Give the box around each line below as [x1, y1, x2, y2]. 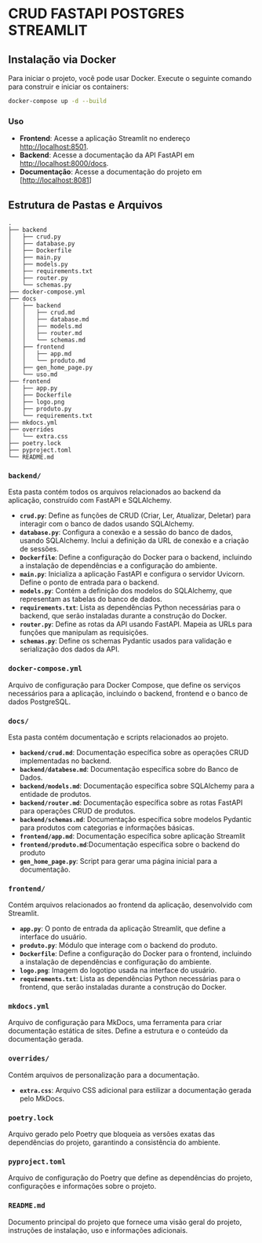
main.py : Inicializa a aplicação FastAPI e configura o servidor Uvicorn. [19, 570, 246, 579]
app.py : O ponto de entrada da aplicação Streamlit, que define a [19, 924, 226, 933]
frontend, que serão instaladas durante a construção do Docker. [19, 983, 227, 992]
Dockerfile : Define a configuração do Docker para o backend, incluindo [19, 552, 253, 562]
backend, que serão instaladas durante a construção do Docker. [19, 611, 227, 621]
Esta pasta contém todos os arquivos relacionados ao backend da [8, 487, 221, 496]
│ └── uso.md [8, 371, 58, 378]
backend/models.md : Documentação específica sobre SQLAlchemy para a [19, 780, 255, 791]
